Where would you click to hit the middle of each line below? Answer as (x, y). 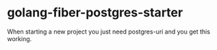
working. (20, 38)
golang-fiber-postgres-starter (95, 13)
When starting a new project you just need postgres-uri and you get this (109, 32)
